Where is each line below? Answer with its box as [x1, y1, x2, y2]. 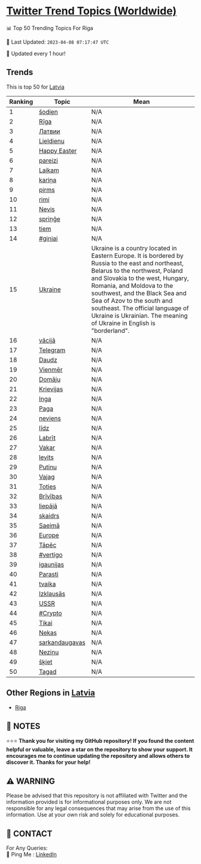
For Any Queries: [6, 844, 48, 851]
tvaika [38, 580, 56, 588]
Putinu [38, 463, 57, 471]
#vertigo [38, 550, 63, 559]
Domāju [38, 375, 61, 383]
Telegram [38, 346, 66, 354]
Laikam [38, 166, 60, 174]
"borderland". [91, 326, 130, 335]
